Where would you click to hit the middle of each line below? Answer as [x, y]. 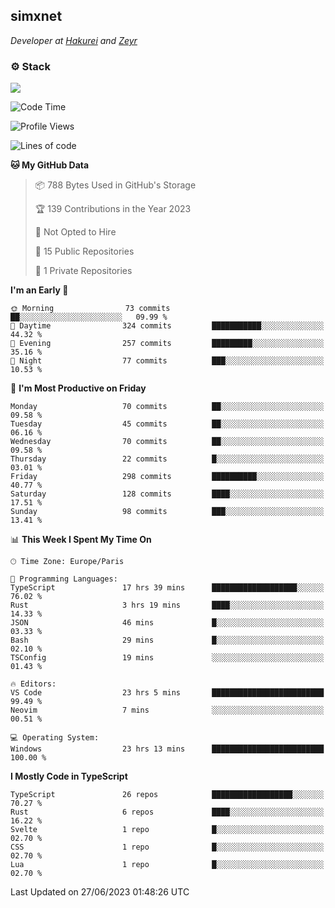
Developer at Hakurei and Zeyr [74, 40]
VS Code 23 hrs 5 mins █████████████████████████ [167, 693]
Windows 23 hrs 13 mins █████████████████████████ [167, 749]
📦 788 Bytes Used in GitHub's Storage [115, 185]
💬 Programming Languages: [64, 579]
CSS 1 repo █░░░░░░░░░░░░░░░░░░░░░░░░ [167, 847]
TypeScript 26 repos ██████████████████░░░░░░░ [167, 795]
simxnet [36, 16]
